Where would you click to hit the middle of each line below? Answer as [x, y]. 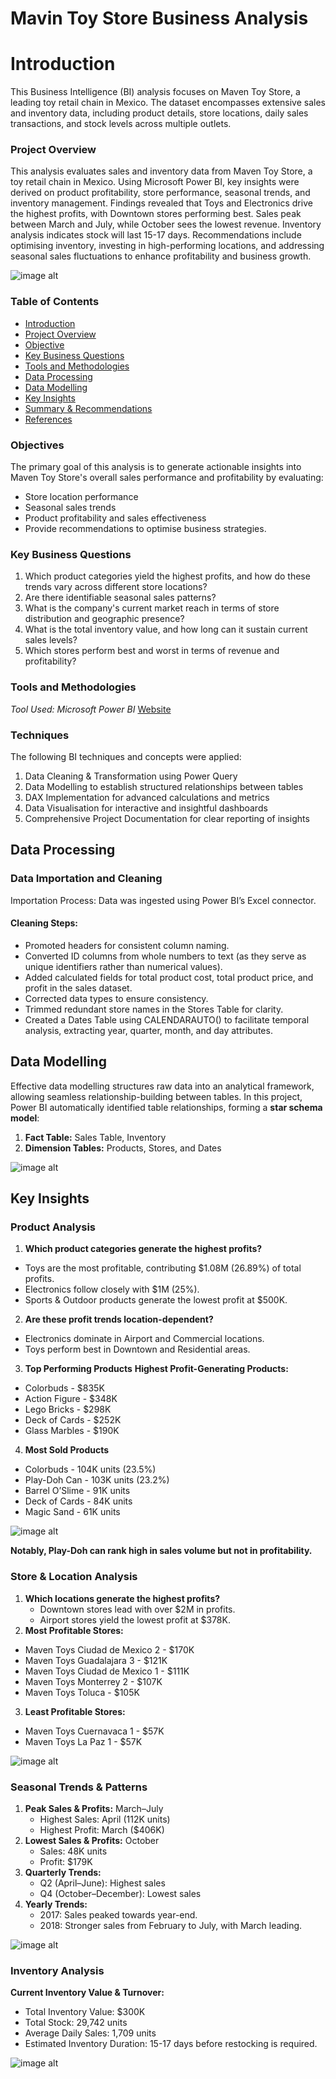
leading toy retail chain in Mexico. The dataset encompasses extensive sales [168, 103]
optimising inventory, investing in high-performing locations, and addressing [167, 246]
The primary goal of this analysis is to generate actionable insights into [156, 467]
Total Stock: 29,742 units [76, 2023]
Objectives [37, 445]
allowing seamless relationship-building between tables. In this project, [156, 1096]
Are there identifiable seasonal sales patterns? [120, 598]
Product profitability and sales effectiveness [115, 518]
